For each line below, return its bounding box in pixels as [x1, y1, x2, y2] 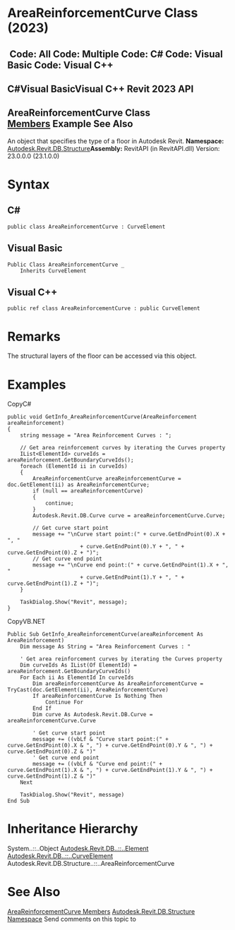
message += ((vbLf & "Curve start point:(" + [32, 736, 169, 743]
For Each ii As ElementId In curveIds [20, 674, 134, 682]
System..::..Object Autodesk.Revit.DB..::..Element [7, 845, 149, 853]
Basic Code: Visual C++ [7, 59, 114, 71]
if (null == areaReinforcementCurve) [32, 488, 143, 495]
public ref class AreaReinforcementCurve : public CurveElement [7, 305, 200, 312]
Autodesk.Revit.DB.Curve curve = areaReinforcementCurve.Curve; [32, 512, 226, 519]
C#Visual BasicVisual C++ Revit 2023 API [7, 83, 194, 95]
